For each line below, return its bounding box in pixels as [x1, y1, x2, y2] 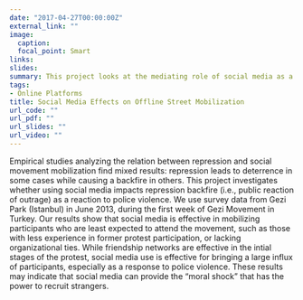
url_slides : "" [9, 123, 67, 132]
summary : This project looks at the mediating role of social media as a [9, 72, 294, 81]
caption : [17, 38, 51, 48]
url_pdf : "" [9, 114, 54, 123]
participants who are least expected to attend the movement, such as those [9, 222, 291, 233]
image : [9, 30, 34, 39]
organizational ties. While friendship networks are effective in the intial [9, 241, 272, 253]
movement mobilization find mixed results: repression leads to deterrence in [9, 164, 293, 176]
